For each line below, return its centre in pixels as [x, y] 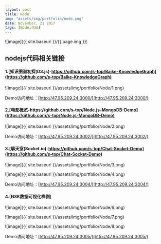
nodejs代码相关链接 [35, 58]
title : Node [17, 14]
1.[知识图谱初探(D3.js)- [28, 72]
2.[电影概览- [18, 110]
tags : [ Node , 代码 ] [23, 28]
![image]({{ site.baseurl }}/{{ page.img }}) [46, 41]
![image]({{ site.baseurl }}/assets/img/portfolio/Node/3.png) [65, 165]
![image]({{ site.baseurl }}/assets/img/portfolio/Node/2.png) [65, 126]
